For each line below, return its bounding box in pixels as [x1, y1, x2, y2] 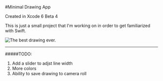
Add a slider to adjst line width [12, 60, 73, 66]
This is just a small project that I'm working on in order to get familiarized [5, 23, 150, 28]
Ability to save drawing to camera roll [12, 71, 87, 76]
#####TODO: [5, 51, 33, 57]
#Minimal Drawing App [5, 4, 51, 10]
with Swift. [5, 28, 26, 33]
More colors [12, 66, 36, 71]
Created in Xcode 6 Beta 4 [5, 13, 58, 19]
